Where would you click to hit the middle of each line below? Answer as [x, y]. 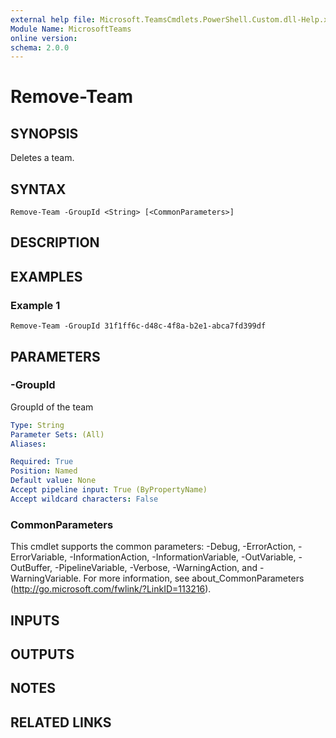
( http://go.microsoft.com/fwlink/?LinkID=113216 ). [111, 589]
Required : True [42, 462]
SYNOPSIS [44, 133]
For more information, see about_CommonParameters [194, 578]
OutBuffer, [31, 568]
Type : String [37, 425]
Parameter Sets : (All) [57, 434]
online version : [44, 38]
